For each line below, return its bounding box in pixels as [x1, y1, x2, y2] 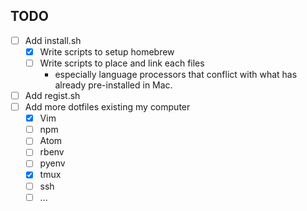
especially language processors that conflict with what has [54, 69, 298, 80]
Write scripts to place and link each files [39, 57, 205, 69]
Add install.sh [24, 34, 82, 46]
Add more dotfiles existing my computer [24, 101, 191, 113]
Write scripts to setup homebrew [39, 45, 175, 58]
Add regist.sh [24, 90, 81, 101]
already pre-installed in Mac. [54, 79, 173, 91]
